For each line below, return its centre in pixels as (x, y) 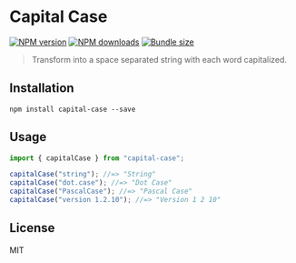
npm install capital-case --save (73, 109)
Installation (42, 88)
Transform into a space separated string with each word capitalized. (159, 59)
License (32, 228)
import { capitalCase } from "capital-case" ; (97, 158)
